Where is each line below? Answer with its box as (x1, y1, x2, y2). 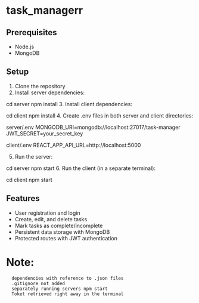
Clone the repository (14, 82, 66, 89)
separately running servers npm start (11, 286, 108, 292)
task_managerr (6, 4, 83, 17)
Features (6, 193, 40, 203)
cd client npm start (6, 176, 52, 183)
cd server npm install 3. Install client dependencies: (6, 100, 133, 107)
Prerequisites (6, 27, 57, 38)
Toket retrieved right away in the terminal (11, 290, 124, 297)
